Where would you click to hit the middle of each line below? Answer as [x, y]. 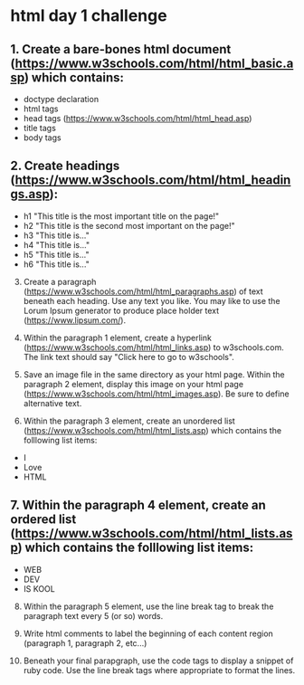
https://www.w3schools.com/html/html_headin [153, 181]
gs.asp [30, 194]
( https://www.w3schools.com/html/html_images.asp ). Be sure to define [156, 394]
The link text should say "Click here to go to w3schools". [128, 357]
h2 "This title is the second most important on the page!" [129, 225]
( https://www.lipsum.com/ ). [74, 320]
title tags [40, 128]
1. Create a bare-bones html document [121, 49]
